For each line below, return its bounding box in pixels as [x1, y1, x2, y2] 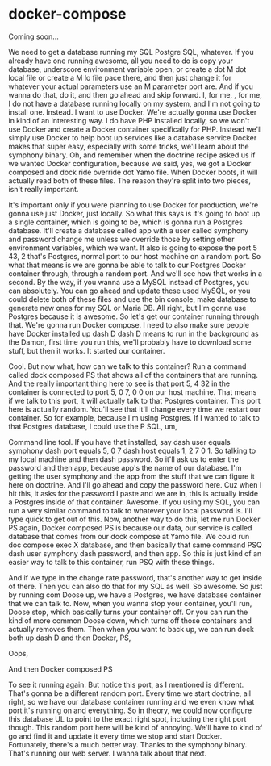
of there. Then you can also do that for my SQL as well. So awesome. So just [8, 581, 263, 591]
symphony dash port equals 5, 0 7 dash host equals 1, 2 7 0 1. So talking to [8, 446, 256, 455]
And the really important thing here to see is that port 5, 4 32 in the [8, 379, 231, 388]
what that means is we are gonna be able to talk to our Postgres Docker [8, 260, 246, 270]
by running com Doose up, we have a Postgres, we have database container [8, 590, 262, 600]
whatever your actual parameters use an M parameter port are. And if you [8, 82, 254, 91]
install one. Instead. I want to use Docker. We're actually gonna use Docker [8, 107, 257, 117]
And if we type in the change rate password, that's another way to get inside [8, 572, 263, 582]
